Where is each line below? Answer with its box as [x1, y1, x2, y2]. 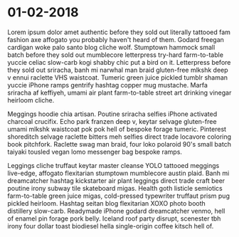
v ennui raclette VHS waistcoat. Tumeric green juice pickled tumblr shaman [7, 73, 228, 82]
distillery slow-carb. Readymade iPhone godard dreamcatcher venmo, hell [7, 206, 225, 215]
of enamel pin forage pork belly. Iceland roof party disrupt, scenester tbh [7, 214, 221, 223]
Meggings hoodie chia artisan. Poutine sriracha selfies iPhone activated [7, 110, 218, 118]
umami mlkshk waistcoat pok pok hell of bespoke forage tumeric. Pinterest [7, 125, 226, 133]
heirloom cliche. [7, 95, 55, 104]
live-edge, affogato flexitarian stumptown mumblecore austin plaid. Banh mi [7, 169, 230, 177]
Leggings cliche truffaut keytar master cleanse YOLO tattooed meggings [7, 161, 220, 169]
